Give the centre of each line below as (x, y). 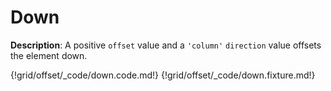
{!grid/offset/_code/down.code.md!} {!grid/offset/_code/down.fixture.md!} (163, 75)
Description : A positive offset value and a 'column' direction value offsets (166, 45)
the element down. (49, 55)
